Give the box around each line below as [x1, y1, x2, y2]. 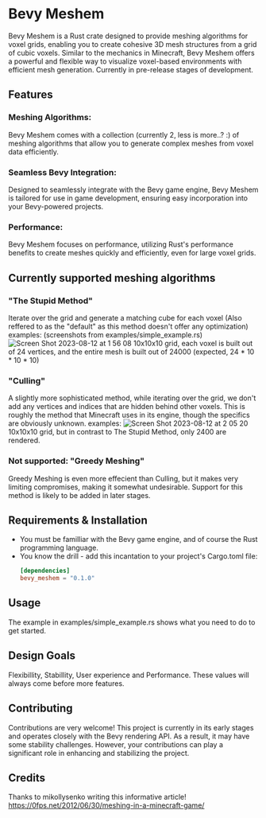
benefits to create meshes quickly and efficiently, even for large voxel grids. [8, 248, 256, 258]
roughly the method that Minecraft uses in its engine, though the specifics [8, 411, 250, 420]
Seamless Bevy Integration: [8, 166, 117, 177]
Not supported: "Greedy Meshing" [8, 455, 145, 466]
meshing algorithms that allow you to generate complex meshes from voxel [8, 138, 254, 148]
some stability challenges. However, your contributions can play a [8, 739, 224, 749]
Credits [8, 771, 46, 785]
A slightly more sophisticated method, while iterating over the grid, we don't [8, 393, 256, 403]
